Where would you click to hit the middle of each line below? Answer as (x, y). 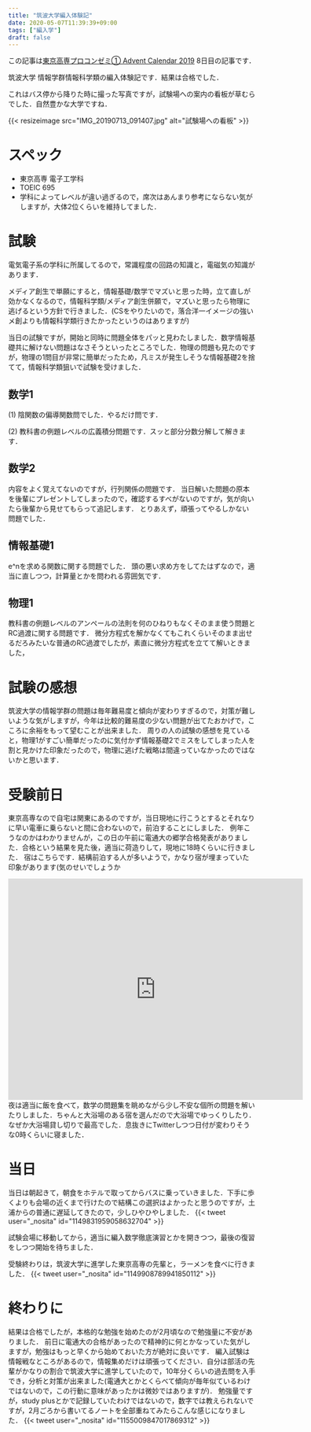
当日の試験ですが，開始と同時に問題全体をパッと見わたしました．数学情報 (128, 338)
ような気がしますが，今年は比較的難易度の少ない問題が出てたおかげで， (132, 721)
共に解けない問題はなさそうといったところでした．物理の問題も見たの (128, 348)
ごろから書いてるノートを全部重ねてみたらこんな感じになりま (139, 1411)
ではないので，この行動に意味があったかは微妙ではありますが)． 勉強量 (124, 1391)
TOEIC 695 (37, 188)
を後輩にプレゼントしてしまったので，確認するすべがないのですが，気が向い (131, 498)
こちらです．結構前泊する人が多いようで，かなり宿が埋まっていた (143, 858)
